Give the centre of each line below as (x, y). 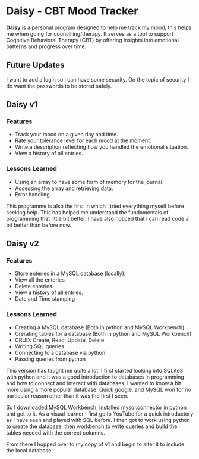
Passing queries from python (50, 359)
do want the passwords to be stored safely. (59, 86)
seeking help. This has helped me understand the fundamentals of (87, 212)
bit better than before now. (39, 225)
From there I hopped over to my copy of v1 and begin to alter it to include (95, 444)
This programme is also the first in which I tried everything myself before (95, 206)
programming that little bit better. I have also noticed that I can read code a (97, 218)
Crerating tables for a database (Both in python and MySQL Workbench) (103, 333)
